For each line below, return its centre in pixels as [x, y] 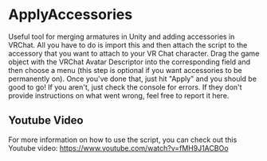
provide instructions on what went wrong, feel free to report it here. [119, 95]
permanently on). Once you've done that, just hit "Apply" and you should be [133, 79]
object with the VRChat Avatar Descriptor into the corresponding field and [130, 62]
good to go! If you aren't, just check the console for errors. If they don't [125, 87]
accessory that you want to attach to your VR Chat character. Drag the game [134, 53]
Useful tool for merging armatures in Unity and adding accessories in [122, 36]
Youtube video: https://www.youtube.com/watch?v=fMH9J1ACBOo [118, 148]
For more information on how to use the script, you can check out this [123, 140]
